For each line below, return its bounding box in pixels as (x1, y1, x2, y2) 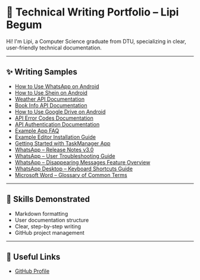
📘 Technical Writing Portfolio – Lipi (6, 5, 179, 19)
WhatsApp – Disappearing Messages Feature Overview (14, 158, 151, 166)
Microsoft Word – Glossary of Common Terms (14, 171, 127, 178)
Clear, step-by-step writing (14, 223, 82, 230)
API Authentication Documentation (14, 120, 100, 127)
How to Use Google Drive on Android (14, 108, 106, 115)
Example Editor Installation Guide (14, 133, 96, 141)
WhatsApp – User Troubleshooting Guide (14, 152, 115, 160)
